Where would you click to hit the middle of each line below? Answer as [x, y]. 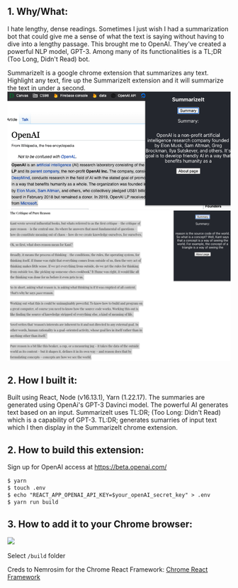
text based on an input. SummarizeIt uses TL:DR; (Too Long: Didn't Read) [114, 413]
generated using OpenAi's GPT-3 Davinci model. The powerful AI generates [118, 405]
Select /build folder [36, 555]
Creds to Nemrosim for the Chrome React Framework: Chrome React [108, 569]
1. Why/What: [38, 12]
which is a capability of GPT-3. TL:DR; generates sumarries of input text [112, 420]
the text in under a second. [47, 87]
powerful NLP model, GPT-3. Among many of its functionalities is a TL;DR [114, 51]
